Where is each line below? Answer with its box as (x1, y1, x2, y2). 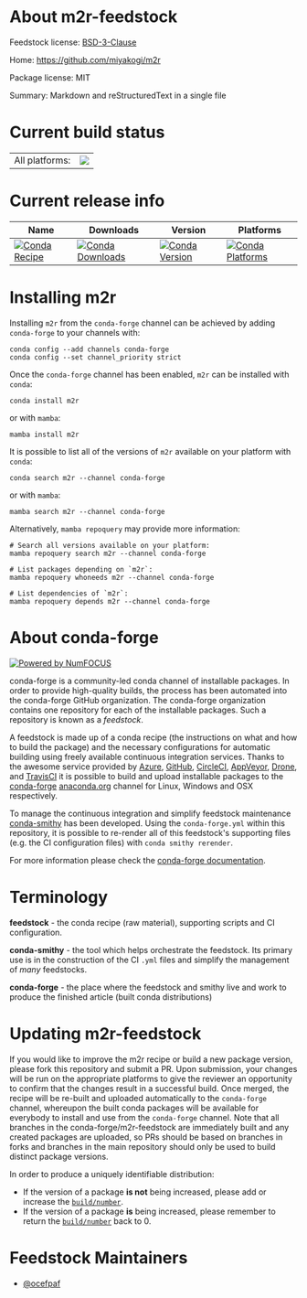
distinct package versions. (9, 1151, 109, 1162)
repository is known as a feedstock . (9, 713, 144, 724)
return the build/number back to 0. (22, 1215, 152, 1227)
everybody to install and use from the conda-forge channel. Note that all (9, 1111, 280, 1122)
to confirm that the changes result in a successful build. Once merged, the (9, 1082, 290, 1094)
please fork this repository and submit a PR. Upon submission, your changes (9, 1063, 298, 1074)
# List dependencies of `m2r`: (9, 588, 129, 598)
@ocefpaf (22, 1278, 61, 1289)
